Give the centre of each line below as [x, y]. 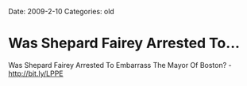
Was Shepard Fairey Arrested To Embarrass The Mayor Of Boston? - [120, 65]
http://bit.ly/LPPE [36, 73]
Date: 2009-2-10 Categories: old [62, 11]
